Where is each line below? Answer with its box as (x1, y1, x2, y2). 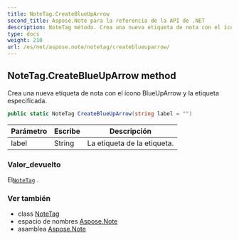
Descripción (109, 126, 152, 136)
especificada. (7, 96, 48, 105)
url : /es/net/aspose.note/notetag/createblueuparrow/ (7, 43, 171, 51)
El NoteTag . (7, 175, 39, 184)
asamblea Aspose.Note (17, 225, 87, 234)
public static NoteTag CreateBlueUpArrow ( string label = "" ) (7, 110, 193, 118)
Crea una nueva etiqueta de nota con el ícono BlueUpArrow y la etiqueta (7, 88, 219, 97)
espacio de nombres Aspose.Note (17, 217, 118, 226)
